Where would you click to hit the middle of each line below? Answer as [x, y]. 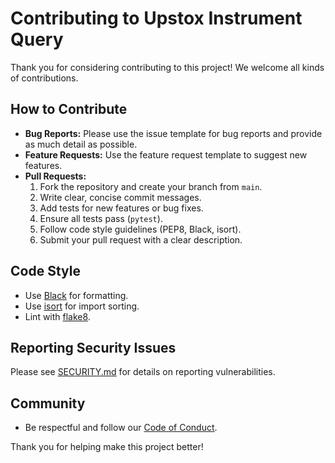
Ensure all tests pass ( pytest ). [101, 218]
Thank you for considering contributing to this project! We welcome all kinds [167, 67]
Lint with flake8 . [57, 316]
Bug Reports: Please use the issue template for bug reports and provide [173, 133]
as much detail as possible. [81, 144]
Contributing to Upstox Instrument [156, 18]
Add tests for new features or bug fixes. [121, 208]
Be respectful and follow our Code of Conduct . [121, 428]
